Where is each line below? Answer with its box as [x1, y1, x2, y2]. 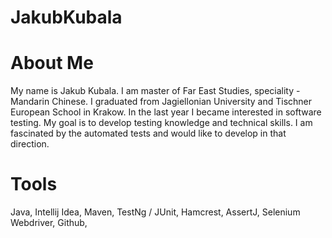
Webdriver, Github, [10, 217, 88, 229]
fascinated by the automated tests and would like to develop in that [10, 127, 287, 140]
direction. [10, 138, 50, 150]
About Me [10, 52, 94, 75]
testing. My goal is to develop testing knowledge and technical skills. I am [10, 117, 313, 129]
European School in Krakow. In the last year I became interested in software [10, 106, 322, 118]
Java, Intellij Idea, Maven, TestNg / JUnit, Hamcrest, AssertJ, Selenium [10, 206, 301, 218]
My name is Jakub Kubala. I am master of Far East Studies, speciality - [10, 85, 301, 97]
